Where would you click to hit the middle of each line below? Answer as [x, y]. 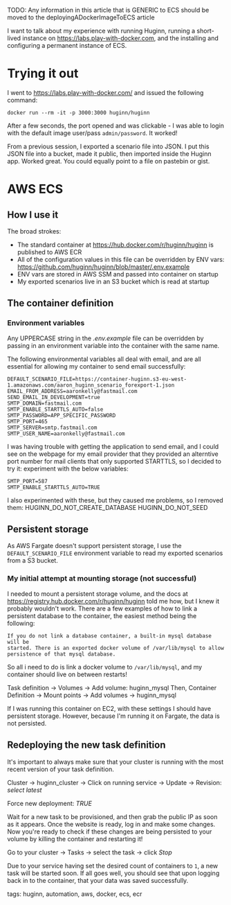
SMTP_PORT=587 [28, 481]
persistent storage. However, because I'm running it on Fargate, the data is [113, 716]
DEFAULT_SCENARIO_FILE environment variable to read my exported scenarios [115, 553]
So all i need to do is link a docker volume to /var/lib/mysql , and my [105, 667]
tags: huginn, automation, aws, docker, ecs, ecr [75, 894]
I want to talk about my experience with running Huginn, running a [101, 31]
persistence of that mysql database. [62, 654]
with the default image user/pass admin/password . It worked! [92, 133]
